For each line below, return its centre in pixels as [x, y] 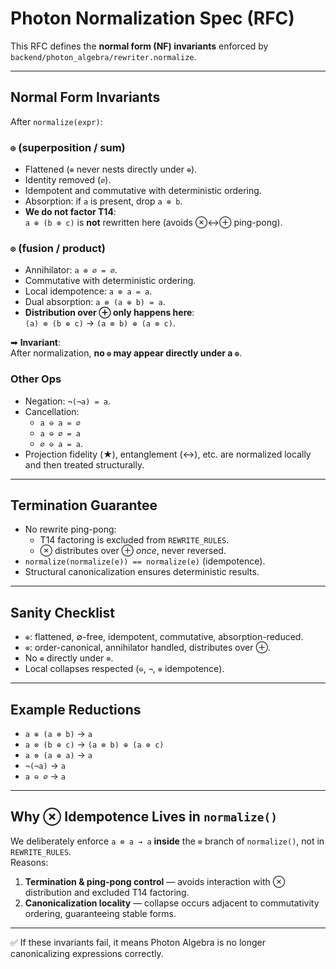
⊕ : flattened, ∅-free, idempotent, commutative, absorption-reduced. [164, 637]
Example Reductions [76, 709]
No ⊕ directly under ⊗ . [69, 658]
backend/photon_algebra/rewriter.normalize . [103, 56]
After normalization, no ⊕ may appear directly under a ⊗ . [126, 353]
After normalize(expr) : [56, 121]
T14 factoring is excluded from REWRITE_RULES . [134, 540]
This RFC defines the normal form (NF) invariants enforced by [139, 46]
